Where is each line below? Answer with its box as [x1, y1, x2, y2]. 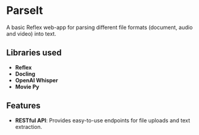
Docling [15, 70, 35, 77]
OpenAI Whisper [15, 76, 58, 84]
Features [6, 100, 41, 111]
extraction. [15, 123, 42, 130]
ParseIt [6, 4, 44, 18]
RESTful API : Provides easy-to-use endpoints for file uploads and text [15, 116, 191, 124]
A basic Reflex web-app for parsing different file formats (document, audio [6, 24, 193, 31]
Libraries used [6, 48, 62, 58]
